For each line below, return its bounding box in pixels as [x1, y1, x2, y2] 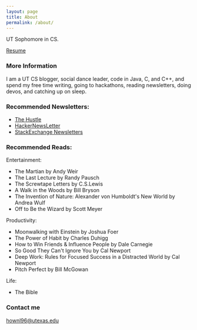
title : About [6, 14, 38, 20]
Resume [6, 47, 26, 54]
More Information [6, 62, 57, 70]
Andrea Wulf [14, 199, 46, 206]
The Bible [14, 289, 38, 296]
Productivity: [6, 217, 37, 224]
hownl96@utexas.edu [6, 316, 59, 324]
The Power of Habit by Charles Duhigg [14, 235, 109, 242]
